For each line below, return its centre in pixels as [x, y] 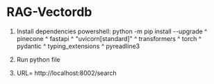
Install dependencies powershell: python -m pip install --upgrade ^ [112, 31]
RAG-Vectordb [49, 12]
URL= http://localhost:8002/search [67, 73]
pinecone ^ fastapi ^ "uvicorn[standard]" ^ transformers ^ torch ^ [109, 38]
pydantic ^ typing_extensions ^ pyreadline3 [78, 46]
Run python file [38, 59]
